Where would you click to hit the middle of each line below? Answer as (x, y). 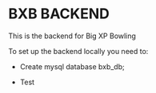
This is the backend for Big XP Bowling (72, 36)
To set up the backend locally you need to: (78, 51)
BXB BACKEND (59, 14)
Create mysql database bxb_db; (72, 66)
